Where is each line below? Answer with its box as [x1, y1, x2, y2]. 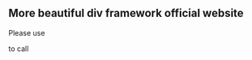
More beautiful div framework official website [8, 6, 245, 20]
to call [8, 44, 29, 54]
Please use [8, 28, 45, 37]
